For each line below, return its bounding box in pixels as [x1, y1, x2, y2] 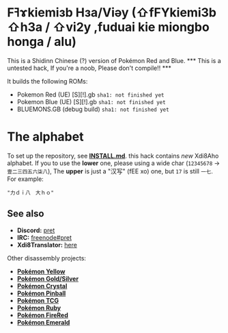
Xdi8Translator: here [16, 241, 77, 249]
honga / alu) [7, 34, 76, 49]
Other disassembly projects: [7, 254, 87, 262]
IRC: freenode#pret [16, 233, 72, 241]
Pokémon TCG [16, 296, 59, 304]
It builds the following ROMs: [7, 77, 88, 85]
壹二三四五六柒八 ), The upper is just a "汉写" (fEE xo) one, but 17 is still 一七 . [7, 166, 213, 175]
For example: [7, 175, 44, 183]
